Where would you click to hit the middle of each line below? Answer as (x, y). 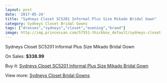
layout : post (19, 10)
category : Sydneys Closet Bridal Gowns (46, 23)
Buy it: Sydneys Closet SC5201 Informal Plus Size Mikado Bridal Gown (77, 66)
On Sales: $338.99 (25, 56)
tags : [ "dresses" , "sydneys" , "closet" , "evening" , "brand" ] (65, 28)
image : (12, 33)
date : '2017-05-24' (25, 14)
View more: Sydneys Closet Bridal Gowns (48, 75)
